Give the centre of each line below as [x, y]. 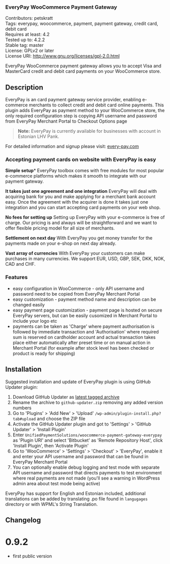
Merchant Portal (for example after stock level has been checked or [83, 348]
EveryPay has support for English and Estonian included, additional [76, 493]
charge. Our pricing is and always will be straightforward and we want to [81, 223]
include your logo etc [35, 321]
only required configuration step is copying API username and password [81, 116]
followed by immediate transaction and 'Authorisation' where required [86, 331]
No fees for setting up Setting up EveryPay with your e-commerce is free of [85, 217]
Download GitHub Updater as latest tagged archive [66, 397]
